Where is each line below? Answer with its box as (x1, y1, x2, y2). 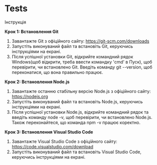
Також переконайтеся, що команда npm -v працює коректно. (11, 119, 141, 125)
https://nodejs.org (11, 94, 48, 99)
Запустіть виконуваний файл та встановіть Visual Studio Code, (11, 149, 142, 155)
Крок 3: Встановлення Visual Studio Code (4, 129, 93, 135)
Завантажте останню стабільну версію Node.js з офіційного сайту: (11, 88, 151, 94)
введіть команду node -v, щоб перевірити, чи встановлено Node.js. (11, 114, 153, 120)
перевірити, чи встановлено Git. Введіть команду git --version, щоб (11, 64, 153, 70)
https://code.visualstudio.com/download (11, 143, 93, 149)
